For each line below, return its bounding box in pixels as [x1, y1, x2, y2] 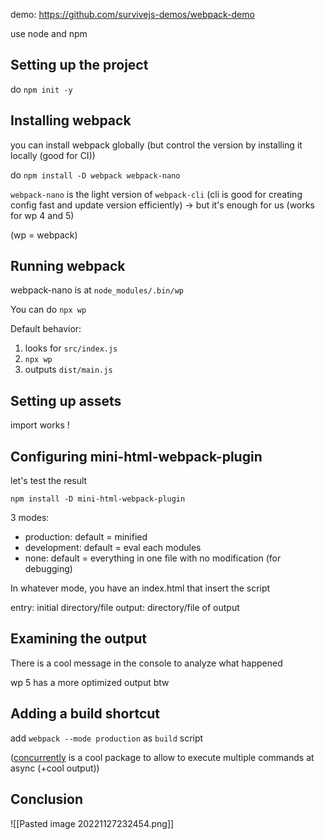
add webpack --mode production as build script [10, 732, 204, 744]
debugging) [24, 563, 73, 575]
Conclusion [10, 791, 84, 808]
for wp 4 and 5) [10, 209, 75, 221]
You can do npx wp [10, 304, 87, 316]
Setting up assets [10, 392, 122, 409]
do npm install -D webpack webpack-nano [10, 169, 181, 181]
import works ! [10, 419, 70, 431]
